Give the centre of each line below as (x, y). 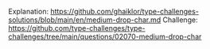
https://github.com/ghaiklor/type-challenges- (124, 11)
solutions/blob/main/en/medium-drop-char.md (85, 20)
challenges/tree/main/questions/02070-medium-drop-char (105, 36)
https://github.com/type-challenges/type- (77, 28)
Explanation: (29, 11)
